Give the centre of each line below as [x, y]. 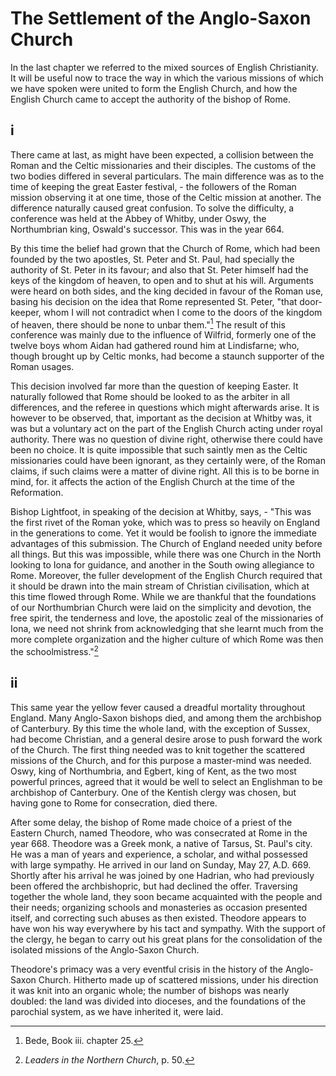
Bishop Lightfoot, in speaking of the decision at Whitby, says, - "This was [161, 512]
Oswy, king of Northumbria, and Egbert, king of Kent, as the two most [153, 771]
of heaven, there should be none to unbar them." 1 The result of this [148, 324]
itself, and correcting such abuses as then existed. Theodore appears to [158, 918]
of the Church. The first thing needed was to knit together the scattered [157, 749]
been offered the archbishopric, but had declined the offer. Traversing [154, 886]
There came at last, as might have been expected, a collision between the [162, 154]
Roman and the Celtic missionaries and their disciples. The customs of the [163, 165]
